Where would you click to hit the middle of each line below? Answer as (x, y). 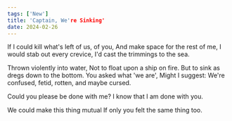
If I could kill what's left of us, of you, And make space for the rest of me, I (114, 47)
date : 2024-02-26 (33, 27)
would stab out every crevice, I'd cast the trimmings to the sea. (98, 54)
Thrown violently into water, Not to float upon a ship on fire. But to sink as (114, 68)
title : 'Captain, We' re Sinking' (56, 20)
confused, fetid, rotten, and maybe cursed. (69, 83)
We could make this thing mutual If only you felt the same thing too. (105, 110)
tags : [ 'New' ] (28, 14)
